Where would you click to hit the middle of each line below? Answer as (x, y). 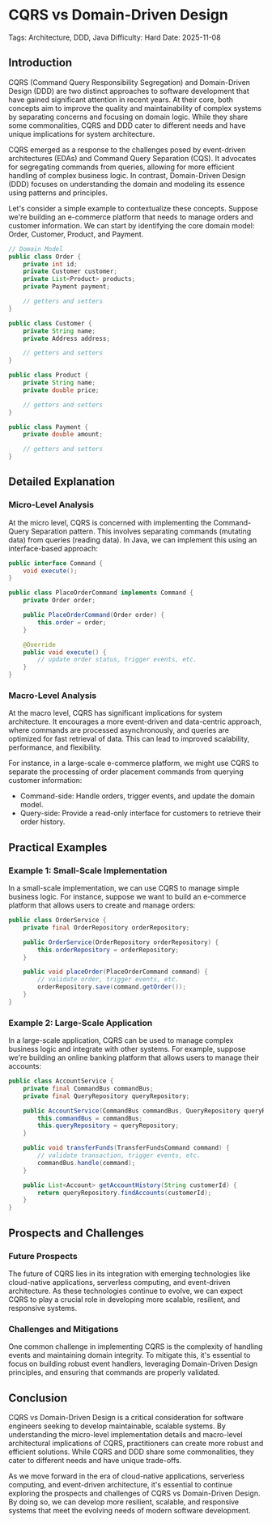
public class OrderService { (57, 921)
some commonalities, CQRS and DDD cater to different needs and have (127, 125)
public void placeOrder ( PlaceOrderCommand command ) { (115, 972)
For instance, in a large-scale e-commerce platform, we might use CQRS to (134, 764)
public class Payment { (49, 427)
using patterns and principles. (58, 193)
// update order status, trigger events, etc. (117, 660)
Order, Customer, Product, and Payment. (76, 234)
